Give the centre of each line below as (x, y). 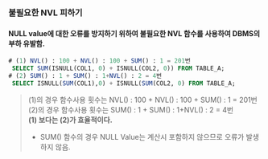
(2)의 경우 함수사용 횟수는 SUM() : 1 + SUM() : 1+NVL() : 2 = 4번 (131, 109)
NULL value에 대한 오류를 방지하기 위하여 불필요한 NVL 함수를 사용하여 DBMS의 (134, 33)
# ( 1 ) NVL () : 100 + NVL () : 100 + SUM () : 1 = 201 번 (99, 61)
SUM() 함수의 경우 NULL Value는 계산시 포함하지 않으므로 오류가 (142, 137)
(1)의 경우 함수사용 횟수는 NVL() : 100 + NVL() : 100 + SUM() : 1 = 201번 (142, 100)
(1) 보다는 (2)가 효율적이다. (70, 120)
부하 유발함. (27, 43)
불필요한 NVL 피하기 (45, 12)
